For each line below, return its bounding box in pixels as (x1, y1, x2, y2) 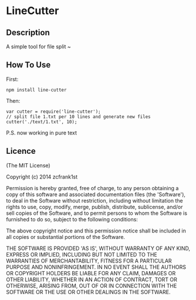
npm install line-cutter (6, 87, 67, 93)
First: (6, 75, 19, 83)
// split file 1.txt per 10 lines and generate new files (6, 113, 151, 120)
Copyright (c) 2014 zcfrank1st (6, 173, 78, 180)
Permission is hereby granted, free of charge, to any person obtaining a (6, 184, 179, 191)
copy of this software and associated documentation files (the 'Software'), (6, 191, 186, 198)
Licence (6, 146, 36, 156)
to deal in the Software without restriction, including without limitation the (6, 197, 183, 204)
